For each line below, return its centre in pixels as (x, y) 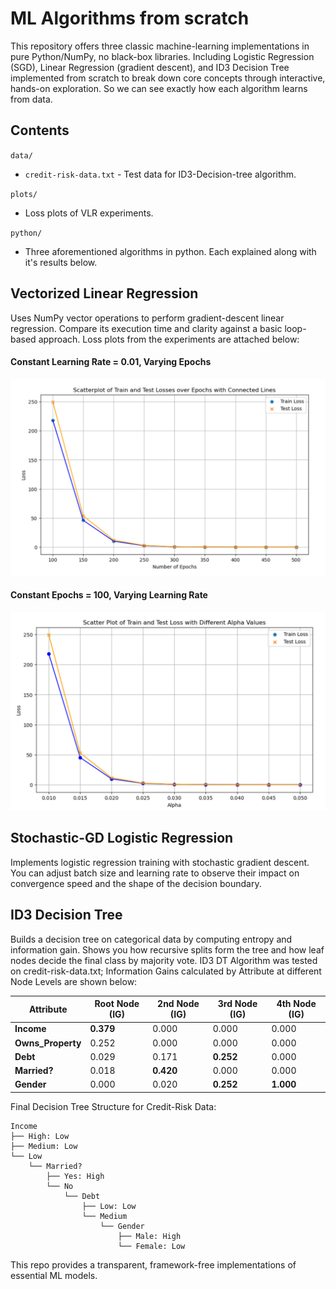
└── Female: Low (151, 1246)
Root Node (117, 1004)
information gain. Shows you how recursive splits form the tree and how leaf (167, 949)
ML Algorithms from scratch (130, 18)
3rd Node (237, 1004)
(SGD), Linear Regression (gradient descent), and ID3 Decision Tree (150, 67)
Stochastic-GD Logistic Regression (122, 838)
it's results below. (61, 262)
